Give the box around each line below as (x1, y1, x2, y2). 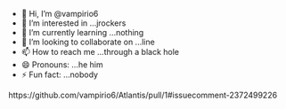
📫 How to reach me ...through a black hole (20, 47, 180, 57)
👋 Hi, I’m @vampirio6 (20, 9, 99, 19)
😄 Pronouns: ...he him (20, 59, 103, 70)
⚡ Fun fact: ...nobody (20, 69, 99, 80)
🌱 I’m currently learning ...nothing (20, 27, 144, 37)
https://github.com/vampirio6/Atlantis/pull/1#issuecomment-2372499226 (8, 90, 278, 100)
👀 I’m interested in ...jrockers (20, 18, 127, 28)
